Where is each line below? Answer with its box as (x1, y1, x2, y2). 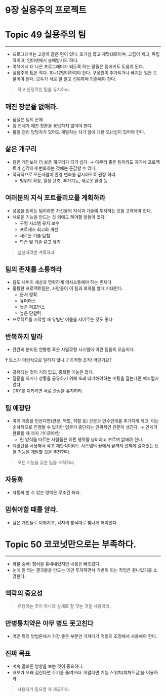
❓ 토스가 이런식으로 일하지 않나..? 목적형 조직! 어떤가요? (5, 357, 112, 363)
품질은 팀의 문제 (12, 116, 43, 122)
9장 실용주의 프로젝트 (5, 4, 87, 16)
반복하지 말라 (5, 332, 43, 341)
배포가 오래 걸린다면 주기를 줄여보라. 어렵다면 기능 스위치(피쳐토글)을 (12, 670, 145, 675)
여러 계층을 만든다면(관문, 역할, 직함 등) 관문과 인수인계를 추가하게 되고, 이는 (12, 418, 159, 423)
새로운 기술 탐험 (19, 232, 50, 238)
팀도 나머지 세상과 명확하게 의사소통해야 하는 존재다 (12, 279, 112, 285)
